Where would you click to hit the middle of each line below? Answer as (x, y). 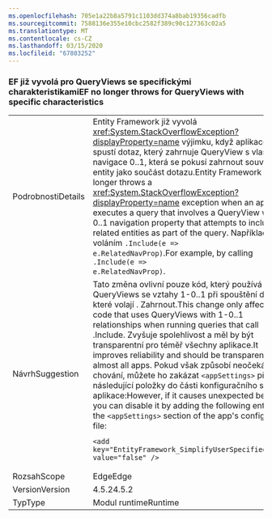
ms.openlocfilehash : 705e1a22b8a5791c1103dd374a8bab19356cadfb (117, 16)
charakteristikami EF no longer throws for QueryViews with (126, 91)
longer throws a (122, 183)
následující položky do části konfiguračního (175, 386)
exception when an (218, 203)
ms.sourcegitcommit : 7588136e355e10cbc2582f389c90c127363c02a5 (117, 23)
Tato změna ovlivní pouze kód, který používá (178, 285)
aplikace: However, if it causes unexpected (173, 395)
